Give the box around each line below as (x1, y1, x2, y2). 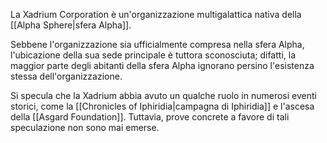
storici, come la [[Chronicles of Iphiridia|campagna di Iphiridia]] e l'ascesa (10, 100, 315, 112)
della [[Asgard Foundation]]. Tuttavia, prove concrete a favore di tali (10, 111, 290, 123)
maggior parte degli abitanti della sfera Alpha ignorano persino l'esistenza (10, 60, 315, 71)
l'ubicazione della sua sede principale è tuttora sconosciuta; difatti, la (10, 49, 296, 61)
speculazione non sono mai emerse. (10, 122, 160, 133)
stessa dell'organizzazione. (10, 70, 123, 82)
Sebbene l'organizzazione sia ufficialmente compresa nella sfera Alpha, (10, 39, 305, 50)
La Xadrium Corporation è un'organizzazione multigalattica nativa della (10, 9, 302, 20)
